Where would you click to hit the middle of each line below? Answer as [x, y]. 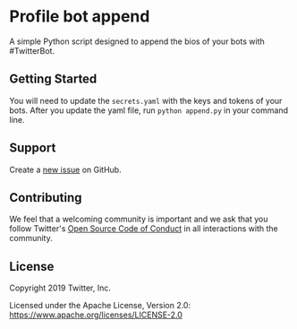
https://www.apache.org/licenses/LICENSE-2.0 [96, 315]
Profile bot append [80, 17]
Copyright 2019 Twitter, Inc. [60, 288]
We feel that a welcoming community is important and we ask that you [139, 219]
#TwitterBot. [32, 50]
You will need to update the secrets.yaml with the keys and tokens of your [146, 100]
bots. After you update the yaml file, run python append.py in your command [149, 110]
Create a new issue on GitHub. [66, 169]
